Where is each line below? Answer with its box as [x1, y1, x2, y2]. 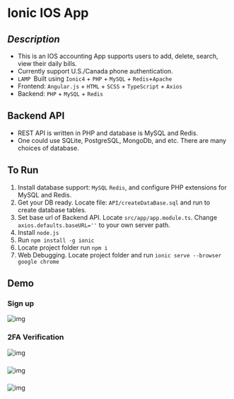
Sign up [7, 299, 35, 308]
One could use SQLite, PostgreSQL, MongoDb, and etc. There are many [17, 136, 227, 144]
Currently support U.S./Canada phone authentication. [17, 67, 173, 75]
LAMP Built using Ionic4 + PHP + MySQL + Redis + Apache [17, 74, 172, 83]
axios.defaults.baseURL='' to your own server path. [17, 221, 171, 229]
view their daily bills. [17, 59, 78, 68]
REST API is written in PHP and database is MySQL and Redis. [17, 129, 199, 137]
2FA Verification [7, 332, 64, 342]
